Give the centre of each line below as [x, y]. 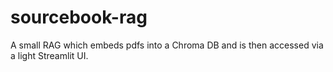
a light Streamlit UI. [49, 55]
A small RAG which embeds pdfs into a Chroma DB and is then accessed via [167, 45]
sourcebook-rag [79, 17]
